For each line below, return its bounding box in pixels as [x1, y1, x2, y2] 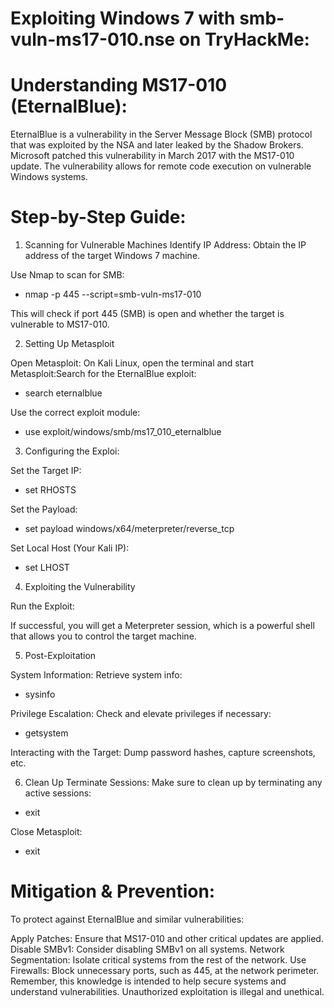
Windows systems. [10, 171, 88, 183]
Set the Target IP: [10, 465, 82, 477]
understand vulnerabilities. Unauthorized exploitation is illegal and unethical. [10, 986, 325, 997]
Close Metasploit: [10, 826, 83, 838]
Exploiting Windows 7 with [10, 7, 236, 30]
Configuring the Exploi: [24, 445, 120, 457]
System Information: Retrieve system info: [10, 669, 183, 681]
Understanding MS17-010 [10, 74, 228, 97]
